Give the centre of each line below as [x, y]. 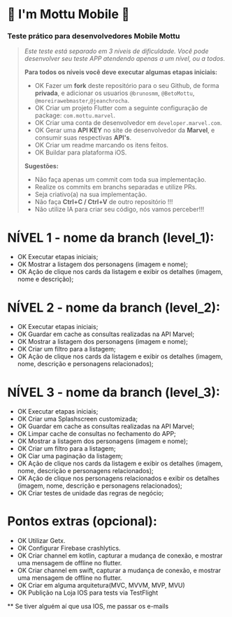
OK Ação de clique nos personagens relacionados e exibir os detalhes [118, 479]
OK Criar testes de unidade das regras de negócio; [90, 493]
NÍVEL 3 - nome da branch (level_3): [114, 392]
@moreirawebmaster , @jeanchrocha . [82, 101]
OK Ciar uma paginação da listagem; [70, 456]
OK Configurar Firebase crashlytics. [69, 549]
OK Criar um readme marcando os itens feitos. [102, 145]
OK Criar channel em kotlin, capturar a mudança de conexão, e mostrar [120, 556]
